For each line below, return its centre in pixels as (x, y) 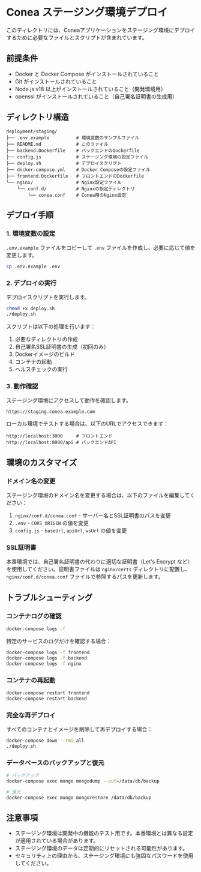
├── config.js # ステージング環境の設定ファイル (77, 157)
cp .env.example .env (33, 267)
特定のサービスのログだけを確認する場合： (59, 641)
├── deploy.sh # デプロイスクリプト (64, 163)
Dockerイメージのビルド (45, 354)
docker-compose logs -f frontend (48, 653)
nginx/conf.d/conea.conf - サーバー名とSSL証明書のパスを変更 (93, 516)
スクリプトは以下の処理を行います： (51, 326)
